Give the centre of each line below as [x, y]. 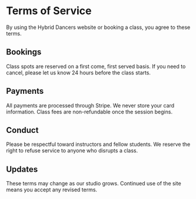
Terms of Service [49, 11]
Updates [22, 169]
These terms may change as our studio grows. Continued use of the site [94, 184]
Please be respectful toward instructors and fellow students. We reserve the [98, 144]
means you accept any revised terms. [52, 190]
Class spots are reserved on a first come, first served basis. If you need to [96, 66]
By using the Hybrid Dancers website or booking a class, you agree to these [98, 27]
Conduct [22, 130]
